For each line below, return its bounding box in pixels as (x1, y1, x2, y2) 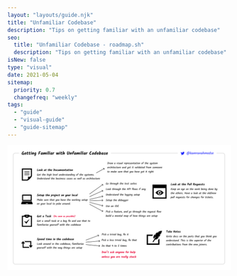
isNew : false (7, 57, 46, 64)
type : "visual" (7, 64, 53, 71)
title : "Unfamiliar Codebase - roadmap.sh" (13, 41, 144, 49)
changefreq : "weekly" (13, 94, 78, 101)
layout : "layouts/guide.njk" (7, 11, 94, 18)
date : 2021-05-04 (7, 71, 59, 78)
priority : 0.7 (13, 86, 55, 94)
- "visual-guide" (13, 116, 65, 123)
